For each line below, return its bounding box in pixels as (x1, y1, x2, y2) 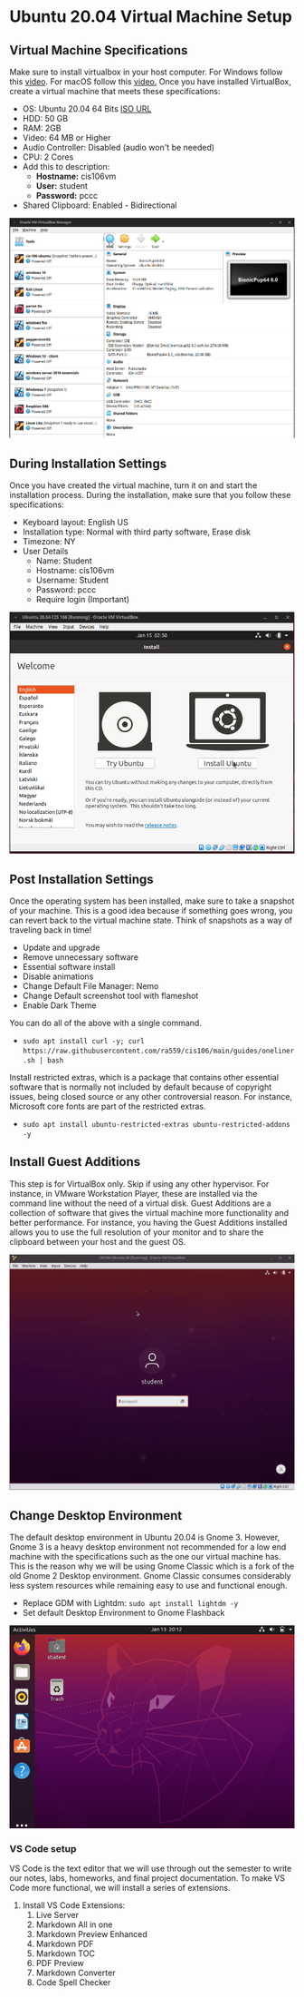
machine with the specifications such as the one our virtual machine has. (9, 1552, 282, 1562)
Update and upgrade (22, 942, 100, 954)
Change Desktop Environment (9, 1508, 183, 1523)
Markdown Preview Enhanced (35, 1929, 147, 1940)
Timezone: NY (22, 535, 76, 546)
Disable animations (22, 971, 94, 982)
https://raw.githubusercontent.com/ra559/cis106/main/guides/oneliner (22, 1046, 295, 1056)
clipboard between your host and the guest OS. (9, 1236, 186, 1247)
